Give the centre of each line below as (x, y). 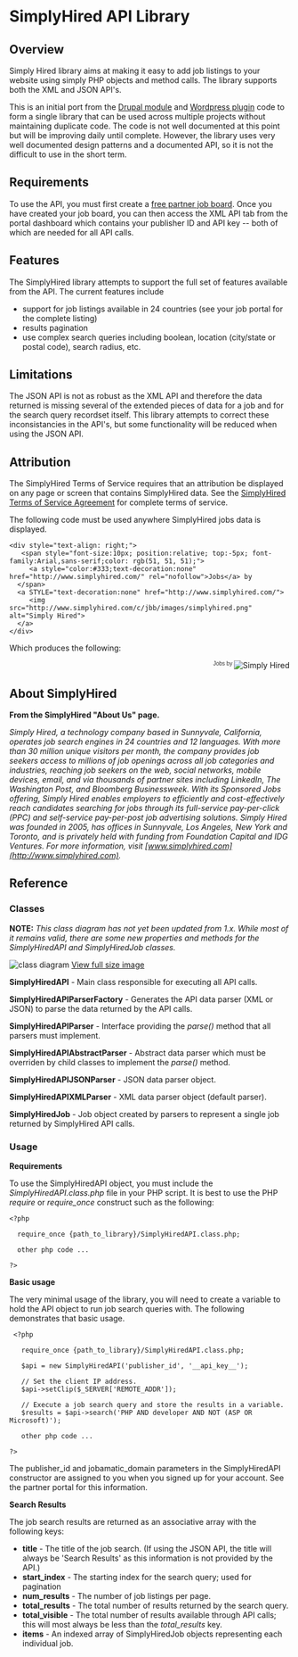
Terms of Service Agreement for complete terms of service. (119, 502)
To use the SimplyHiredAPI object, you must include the (111, 1183)
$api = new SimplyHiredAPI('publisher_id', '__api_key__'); (135, 1366)
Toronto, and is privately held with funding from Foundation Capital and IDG (149, 837)
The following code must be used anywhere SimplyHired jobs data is (135, 520)
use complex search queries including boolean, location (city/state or (149, 337)
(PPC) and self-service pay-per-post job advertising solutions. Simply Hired (148, 817)
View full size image (108, 965)
